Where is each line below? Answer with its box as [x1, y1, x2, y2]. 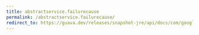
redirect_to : [6, 20, 38, 26]
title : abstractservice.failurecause [6, 8, 99, 15]
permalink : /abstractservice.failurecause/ [6, 14, 115, 20]
